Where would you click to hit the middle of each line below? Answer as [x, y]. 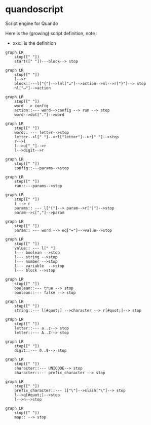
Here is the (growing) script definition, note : [51, 33]
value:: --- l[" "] [35, 248]
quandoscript [34, 9]
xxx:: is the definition [34, 43]
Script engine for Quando [32, 23]
